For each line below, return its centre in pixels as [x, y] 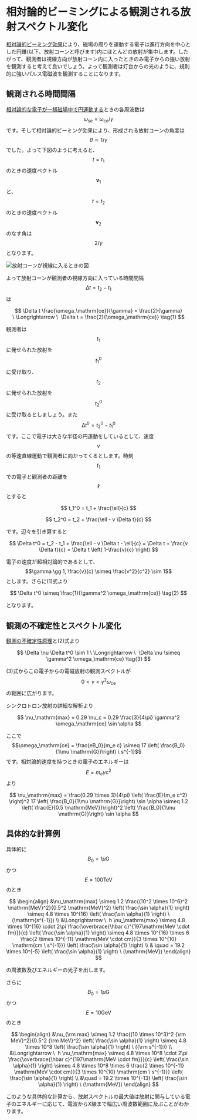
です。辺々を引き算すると [37, 532]
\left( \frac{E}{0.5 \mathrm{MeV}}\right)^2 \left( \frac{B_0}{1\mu [98, 808]
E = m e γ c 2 [98, 772]
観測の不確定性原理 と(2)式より [43, 641]
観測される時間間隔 [41, 94]
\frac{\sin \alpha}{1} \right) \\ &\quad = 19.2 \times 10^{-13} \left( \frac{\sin [98, 1078]
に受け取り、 [21, 372]
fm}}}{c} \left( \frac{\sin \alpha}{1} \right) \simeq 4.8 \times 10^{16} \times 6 [98, 932]
